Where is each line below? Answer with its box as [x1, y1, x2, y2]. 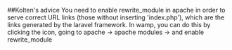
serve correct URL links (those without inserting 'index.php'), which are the [7, 13, 225, 22]
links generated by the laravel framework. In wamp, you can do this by [7, 21, 211, 28]
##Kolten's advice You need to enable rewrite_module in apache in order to [7, 6, 226, 14]
